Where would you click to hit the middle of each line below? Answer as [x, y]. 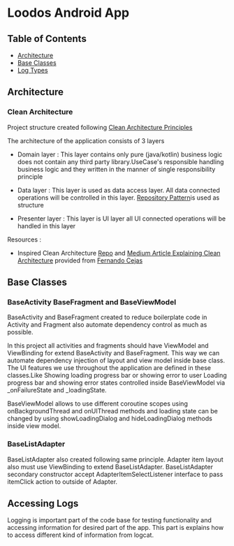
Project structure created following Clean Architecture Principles [100, 127]
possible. [20, 332]
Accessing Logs [43, 504]
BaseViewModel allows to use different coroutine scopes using [98, 404]
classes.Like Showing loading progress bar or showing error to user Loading [117, 376]
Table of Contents [47, 39]
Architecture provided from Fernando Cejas [80, 260]
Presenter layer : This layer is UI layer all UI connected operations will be [121, 219]
